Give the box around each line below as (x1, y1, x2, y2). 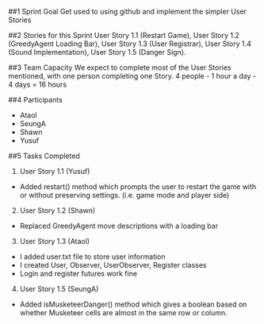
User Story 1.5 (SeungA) (19, 284, 99, 293)
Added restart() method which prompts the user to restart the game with (19, 182, 257, 191)
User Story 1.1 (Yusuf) (19, 167, 90, 175)
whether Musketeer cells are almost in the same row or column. (19, 308, 228, 317)
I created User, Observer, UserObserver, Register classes (19, 260, 207, 269)
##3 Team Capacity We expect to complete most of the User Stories (8, 63, 231, 72)
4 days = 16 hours (8, 79, 67, 89)
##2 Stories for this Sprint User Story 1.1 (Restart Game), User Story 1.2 (8, 31, 240, 40)
